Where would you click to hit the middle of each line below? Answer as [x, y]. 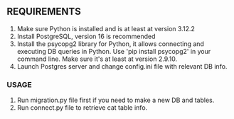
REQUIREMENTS [44, 12]
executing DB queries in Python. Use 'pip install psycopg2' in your [114, 51]
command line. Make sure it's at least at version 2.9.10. [97, 59]
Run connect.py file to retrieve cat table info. [82, 108]
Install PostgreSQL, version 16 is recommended [86, 36]
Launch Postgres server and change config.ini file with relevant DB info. [122, 66]
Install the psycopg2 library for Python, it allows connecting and [110, 44]
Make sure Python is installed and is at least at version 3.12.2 [106, 28]
